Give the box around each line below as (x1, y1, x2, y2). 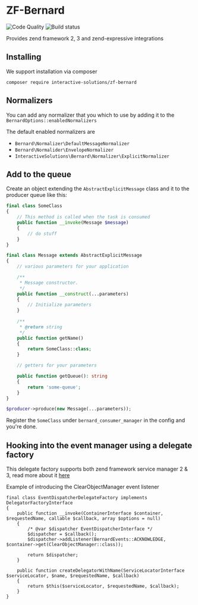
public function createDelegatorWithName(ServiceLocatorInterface (17, 568, 185, 574)
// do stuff (27, 230, 58, 237)
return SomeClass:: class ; (27, 346, 92, 352)
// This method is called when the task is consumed (17, 214, 150, 220)
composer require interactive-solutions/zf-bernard (6, 79, 137, 85)
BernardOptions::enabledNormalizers (6, 117, 97, 124)
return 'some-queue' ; (27, 384, 81, 390)
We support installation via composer (6, 68, 98, 75)
